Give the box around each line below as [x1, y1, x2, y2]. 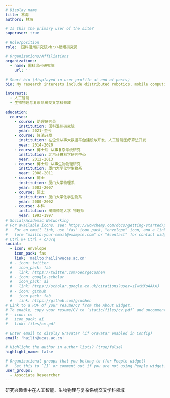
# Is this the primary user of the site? [5, 26, 94, 31]
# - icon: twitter [10, 260, 49, 265]
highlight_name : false [5, 349, 53, 354]
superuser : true [5, 31, 39, 36]
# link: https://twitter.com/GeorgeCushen [10, 270, 105, 275]
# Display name [5, 7, 37, 13]
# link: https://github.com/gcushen [10, 298, 92, 303]
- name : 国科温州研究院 [10, 63, 55, 68]
